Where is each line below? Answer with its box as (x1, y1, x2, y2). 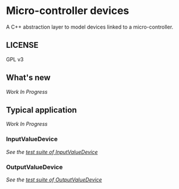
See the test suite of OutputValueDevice (6, 176, 102, 183)
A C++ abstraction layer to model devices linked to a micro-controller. (6, 23, 174, 30)
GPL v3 (6, 55, 24, 62)
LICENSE (6, 40, 39, 50)
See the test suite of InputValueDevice (6, 148, 98, 155)
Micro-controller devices (6, 4, 129, 17)
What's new (6, 73, 51, 83)
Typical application (6, 105, 77, 115)
